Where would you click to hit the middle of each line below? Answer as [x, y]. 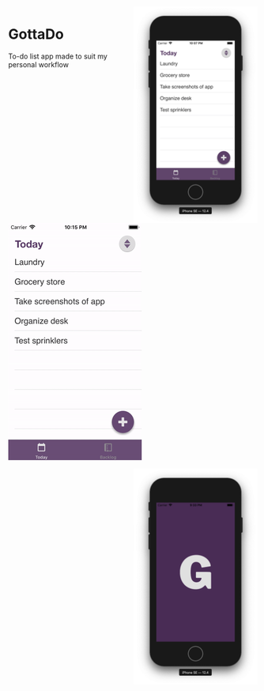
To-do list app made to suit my [58, 56]
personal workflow [39, 64]
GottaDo [36, 34]
